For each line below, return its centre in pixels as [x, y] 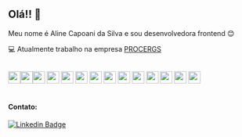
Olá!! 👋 [25, 14]
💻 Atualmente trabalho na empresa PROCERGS [85, 49]
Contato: [23, 107]
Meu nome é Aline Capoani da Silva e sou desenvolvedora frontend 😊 [121, 33]
